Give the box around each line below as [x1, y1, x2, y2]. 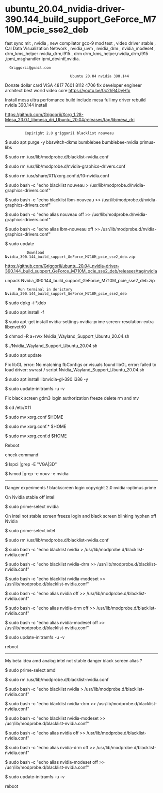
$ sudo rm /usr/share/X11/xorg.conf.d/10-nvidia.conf [5, 173, 110, 178]
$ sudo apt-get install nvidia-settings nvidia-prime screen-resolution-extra [5, 318, 154, 325]
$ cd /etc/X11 [5, 405, 32, 410]
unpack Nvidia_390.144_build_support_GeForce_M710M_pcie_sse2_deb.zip [5, 277, 155, 283]
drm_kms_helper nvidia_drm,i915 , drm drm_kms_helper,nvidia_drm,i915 [5, 50, 148, 57]
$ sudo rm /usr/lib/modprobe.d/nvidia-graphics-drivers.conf [5, 163, 126, 169]
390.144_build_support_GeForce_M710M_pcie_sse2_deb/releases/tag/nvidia [5, 268, 158, 274]
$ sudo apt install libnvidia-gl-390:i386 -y [5, 376, 88, 382]
